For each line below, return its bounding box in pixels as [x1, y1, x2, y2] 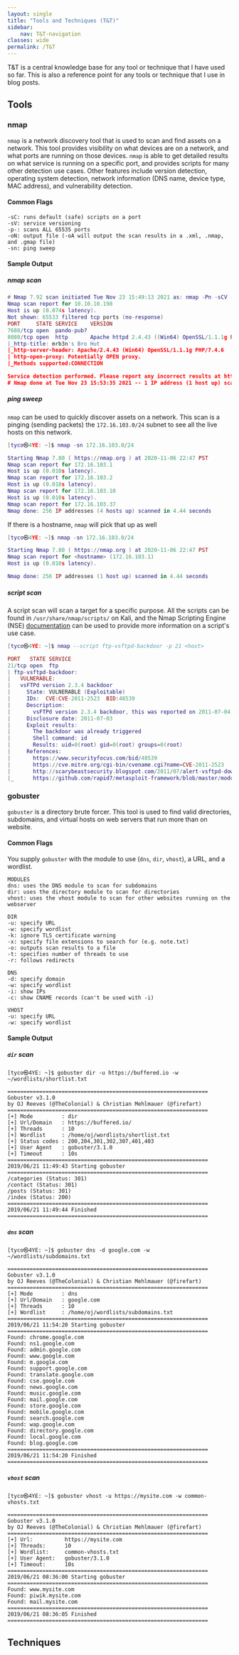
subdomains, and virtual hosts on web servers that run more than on [7, 815, 208, 824]
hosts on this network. [7, 427, 73, 436]
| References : [7, 748, 62, 755]
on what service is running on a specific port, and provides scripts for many [7, 159, 230, 167]
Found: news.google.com [7, 1384, 78, 1391]
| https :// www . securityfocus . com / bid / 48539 [7, 755, 158, 762]
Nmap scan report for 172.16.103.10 [7, 488, 116, 495]
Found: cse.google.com [7, 1378, 75, 1385]
